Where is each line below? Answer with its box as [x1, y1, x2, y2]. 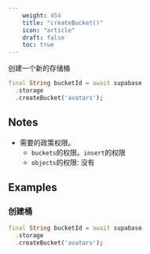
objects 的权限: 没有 [31, 157, 95, 166]
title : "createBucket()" [22, 19, 104, 27]
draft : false [22, 33, 65, 42]
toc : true [22, 41, 55, 49]
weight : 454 [22, 11, 61, 20]
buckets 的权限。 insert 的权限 [31, 148, 126, 157]
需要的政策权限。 [19, 137, 75, 147]
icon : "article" [22, 26, 76, 34]
